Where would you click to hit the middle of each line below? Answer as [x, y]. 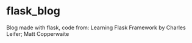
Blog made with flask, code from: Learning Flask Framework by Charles [96, 27]
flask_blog [34, 11]
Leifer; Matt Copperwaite [38, 33]
